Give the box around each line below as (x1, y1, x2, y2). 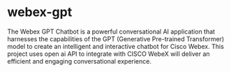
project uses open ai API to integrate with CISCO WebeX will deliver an (7, 50, 211, 58)
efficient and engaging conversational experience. (7, 57, 152, 65)
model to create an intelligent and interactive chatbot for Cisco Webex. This (7, 42, 225, 50)
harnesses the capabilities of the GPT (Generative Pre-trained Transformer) (7, 34, 225, 43)
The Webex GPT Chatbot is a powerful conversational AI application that (7, 27, 215, 36)
